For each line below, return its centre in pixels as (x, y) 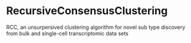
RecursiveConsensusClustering (87, 11)
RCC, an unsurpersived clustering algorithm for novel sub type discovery (96, 27)
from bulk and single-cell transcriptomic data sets (67, 33)
